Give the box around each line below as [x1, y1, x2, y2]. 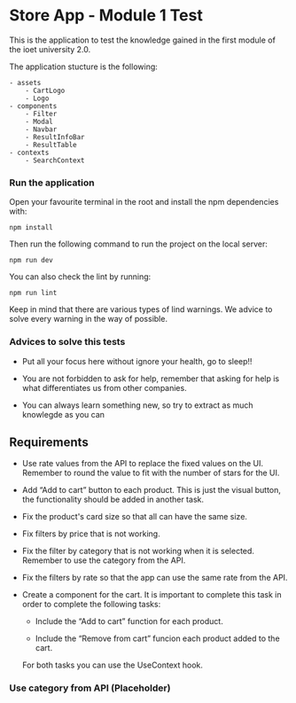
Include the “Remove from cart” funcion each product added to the [35, 633, 281, 644]
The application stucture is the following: [9, 61, 158, 72]
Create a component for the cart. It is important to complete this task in [21, 590, 282, 600]
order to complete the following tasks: [21, 599, 161, 610]
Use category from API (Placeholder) [9, 682, 171, 694]
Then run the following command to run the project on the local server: [9, 238, 269, 249]
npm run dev [9, 256, 53, 265]
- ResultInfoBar [25, 132, 86, 142]
